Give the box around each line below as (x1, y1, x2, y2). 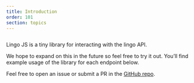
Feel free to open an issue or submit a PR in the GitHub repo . (6, 71, 155, 78)
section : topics (6, 20, 47, 25)
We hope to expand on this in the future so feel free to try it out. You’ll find (6, 53, 189, 60)
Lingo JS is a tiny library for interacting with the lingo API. (6, 41, 147, 48)
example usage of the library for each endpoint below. (6, 59, 139, 66)
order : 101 (6, 14, 33, 20)
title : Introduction (6, 8, 58, 15)
